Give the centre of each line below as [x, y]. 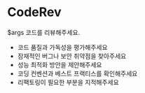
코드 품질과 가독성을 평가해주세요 [62, 47]
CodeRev [34, 12]
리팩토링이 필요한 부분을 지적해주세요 [68, 82]
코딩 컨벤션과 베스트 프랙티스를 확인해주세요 [77, 73]
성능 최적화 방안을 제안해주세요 [60, 64]
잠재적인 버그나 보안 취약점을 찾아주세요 [72, 56]
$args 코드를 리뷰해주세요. [44, 32]
